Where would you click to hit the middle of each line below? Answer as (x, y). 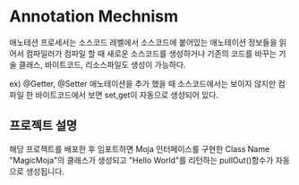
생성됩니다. (45, 171)
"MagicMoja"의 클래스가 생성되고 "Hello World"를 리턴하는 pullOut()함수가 (141, 160)
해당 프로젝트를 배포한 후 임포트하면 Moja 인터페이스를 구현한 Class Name (140, 148)
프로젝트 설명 (43, 126)
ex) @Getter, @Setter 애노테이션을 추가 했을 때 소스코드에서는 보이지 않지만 (143, 83)
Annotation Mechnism (94, 17)
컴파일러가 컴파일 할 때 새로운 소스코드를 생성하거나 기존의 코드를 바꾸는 (151, 53)
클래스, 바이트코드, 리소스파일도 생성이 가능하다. (102, 64)
